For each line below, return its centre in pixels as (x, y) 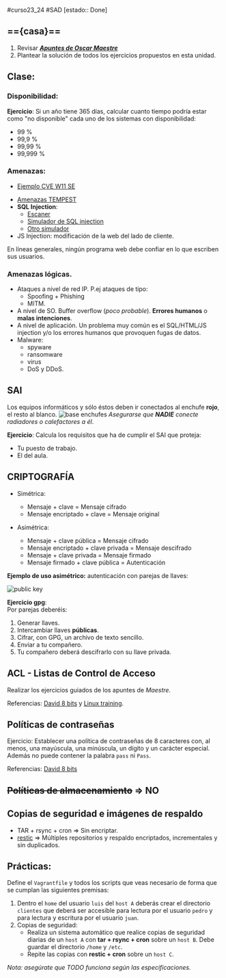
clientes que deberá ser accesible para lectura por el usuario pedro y (115, 911)
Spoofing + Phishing (56, 297)
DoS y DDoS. (45, 369)
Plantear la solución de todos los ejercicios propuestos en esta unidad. (116, 55)
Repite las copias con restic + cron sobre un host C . (100, 954)
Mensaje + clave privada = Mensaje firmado (89, 555)
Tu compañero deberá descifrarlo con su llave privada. (94, 652)
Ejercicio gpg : (27, 602)
